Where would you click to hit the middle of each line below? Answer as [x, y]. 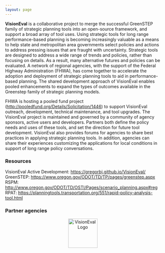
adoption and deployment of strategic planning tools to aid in [67, 76]
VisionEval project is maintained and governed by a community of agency [80, 117]
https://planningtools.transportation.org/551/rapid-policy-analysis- [85, 192]
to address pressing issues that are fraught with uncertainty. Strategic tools [82, 50]
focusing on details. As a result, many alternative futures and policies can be [83, 60]
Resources [18, 161]
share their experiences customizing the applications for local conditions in [81, 143]
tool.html [14, 198]
